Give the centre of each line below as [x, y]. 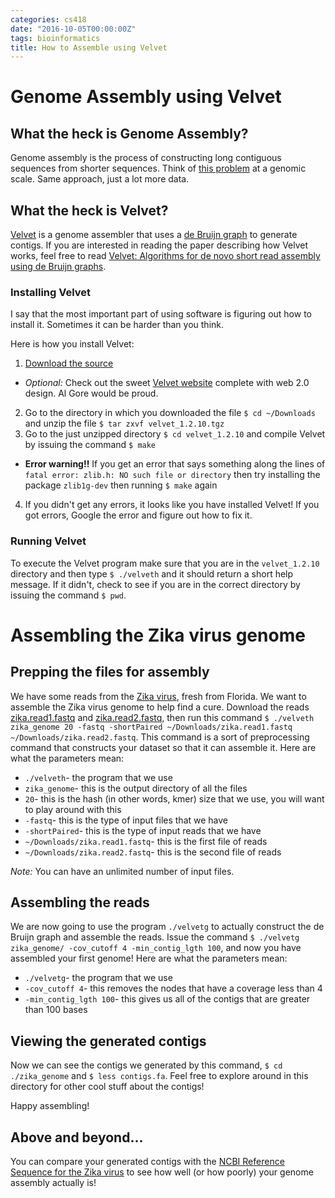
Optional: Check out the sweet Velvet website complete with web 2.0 [167, 383]
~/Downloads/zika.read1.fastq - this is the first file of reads [146, 841]
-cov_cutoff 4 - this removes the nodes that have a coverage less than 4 [173, 988]
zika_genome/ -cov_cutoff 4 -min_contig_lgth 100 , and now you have [156, 948]
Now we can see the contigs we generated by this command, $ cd [146, 1065]
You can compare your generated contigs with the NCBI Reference [147, 1162]
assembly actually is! [53, 1183]
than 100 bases [56, 1010]
